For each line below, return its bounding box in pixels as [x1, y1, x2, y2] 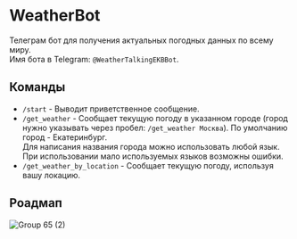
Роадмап [9, 195, 62, 210]
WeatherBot [9, 5, 101, 26]
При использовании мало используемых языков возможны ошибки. [21, 151, 284, 161]
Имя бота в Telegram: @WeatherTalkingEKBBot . [9, 54, 179, 64]
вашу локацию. [21, 169, 81, 180]
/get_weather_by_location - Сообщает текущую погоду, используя [21, 160, 274, 170]
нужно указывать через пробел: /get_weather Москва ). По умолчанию [21, 122, 288, 133]
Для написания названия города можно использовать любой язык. [21, 141, 280, 152]
